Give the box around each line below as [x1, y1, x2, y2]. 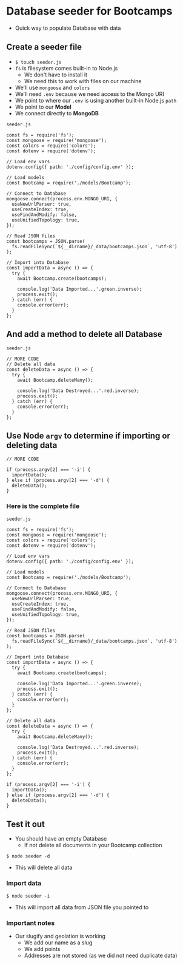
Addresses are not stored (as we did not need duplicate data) [24, 952, 178, 960]
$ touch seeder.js [15, 59, 62, 65]
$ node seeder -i [6, 893, 50, 899]
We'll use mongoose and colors [15, 84, 90, 91]
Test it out [6, 819, 45, 830]
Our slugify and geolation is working [15, 933, 106, 940]
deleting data [6, 440, 58, 450]
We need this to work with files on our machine [24, 77, 142, 84]
